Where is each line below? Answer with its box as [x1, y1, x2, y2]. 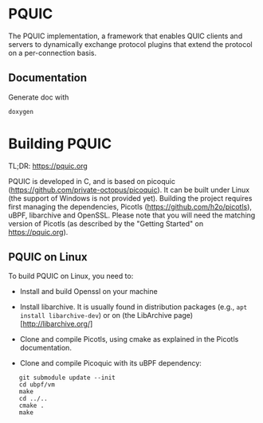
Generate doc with [8, 92, 69, 102]
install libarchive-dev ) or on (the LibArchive [19, 311, 173, 320]
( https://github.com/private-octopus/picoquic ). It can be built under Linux [8, 185, 249, 194]
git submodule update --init [18, 374, 116, 382]
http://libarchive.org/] [22, 319, 93, 329]
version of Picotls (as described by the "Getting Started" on [8, 218, 204, 228]
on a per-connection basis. [8, 48, 97, 57]
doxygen [8, 108, 34, 116]
